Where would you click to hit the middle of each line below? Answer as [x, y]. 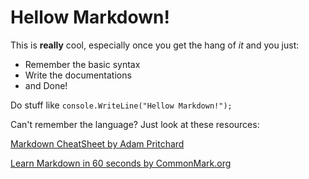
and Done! [46, 85]
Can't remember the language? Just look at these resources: [135, 124]
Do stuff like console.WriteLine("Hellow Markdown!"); [121, 105]
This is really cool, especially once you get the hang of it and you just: [155, 45]
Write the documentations [78, 75]
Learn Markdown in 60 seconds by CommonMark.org [121, 163]
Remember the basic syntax [82, 64]
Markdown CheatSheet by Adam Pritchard [97, 143]
